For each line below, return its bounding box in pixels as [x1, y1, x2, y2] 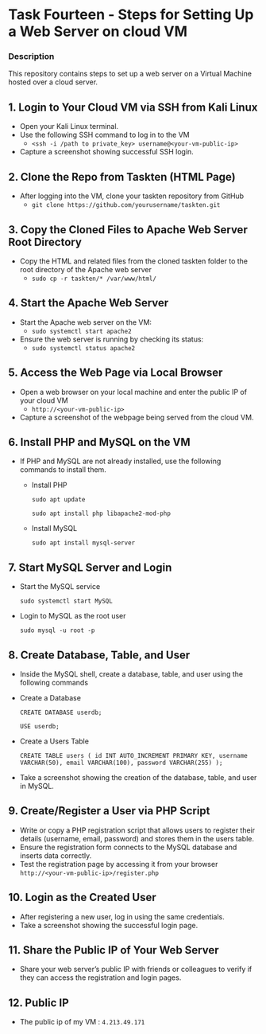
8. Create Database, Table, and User [8, 648, 191, 661]
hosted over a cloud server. [8, 77, 98, 87]
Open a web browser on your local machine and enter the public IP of [19, 387, 248, 396]
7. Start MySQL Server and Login [8, 560, 172, 574]
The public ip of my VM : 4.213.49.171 [19, 1017, 145, 1027]
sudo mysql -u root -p [19, 626, 95, 634]
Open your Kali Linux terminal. [19, 122, 119, 131]
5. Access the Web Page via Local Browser [8, 366, 223, 380]
